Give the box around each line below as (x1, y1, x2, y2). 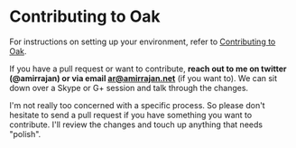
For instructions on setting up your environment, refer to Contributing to (9, 36, 276, 47)
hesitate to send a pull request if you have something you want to (9, 109, 253, 120)
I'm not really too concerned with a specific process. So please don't (9, 99, 265, 110)
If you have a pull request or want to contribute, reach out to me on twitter (9, 63, 287, 74)
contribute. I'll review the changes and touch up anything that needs (9, 119, 264, 130)
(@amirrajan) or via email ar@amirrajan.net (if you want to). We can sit (9, 72, 278, 83)
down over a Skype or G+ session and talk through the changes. (9, 82, 249, 93)
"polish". (9, 128, 42, 139)
